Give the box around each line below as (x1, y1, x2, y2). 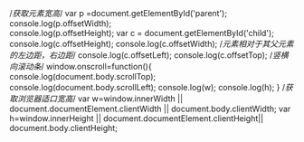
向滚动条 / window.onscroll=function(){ (9, 62, 152, 71)
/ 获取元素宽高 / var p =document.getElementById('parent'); (9, 8, 228, 18)
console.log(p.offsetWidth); (9, 18, 112, 29)
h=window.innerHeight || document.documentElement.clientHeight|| (9, 113, 264, 124)
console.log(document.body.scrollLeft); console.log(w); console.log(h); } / (9, 82, 286, 92)
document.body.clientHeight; (9, 123, 118, 133)
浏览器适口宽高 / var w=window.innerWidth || (16, 93, 184, 104)
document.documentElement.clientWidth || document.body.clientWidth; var (9, 103, 291, 114)
